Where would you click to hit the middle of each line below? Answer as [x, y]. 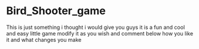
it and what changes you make [44, 40]
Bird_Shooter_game [56, 11]
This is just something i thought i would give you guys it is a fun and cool [96, 27]
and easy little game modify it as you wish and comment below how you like [100, 33]
